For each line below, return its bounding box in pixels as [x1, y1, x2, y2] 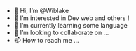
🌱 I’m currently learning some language [13, 21, 128, 29]
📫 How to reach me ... [13, 37, 79, 44]
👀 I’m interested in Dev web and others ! [13, 14, 130, 22]
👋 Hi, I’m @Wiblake [13, 7, 69, 14]
